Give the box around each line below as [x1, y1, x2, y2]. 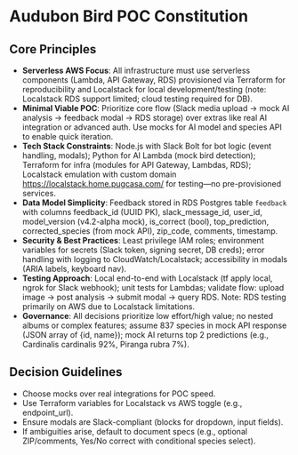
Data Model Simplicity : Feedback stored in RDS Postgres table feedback [21, 197, 287, 208]
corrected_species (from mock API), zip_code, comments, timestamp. [21, 226, 278, 236]
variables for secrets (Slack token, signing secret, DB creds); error [21, 244, 265, 255]
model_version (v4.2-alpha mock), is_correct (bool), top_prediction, [21, 216, 270, 227]
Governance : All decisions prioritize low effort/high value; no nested [21, 311, 274, 321]
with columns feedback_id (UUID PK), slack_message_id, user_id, [21, 207, 262, 217]
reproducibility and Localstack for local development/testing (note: [21, 84, 267, 94]
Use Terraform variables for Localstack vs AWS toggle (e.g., [21, 397, 243, 408]
